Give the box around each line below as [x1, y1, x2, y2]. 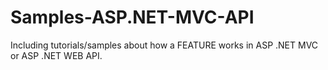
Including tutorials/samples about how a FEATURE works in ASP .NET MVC [10, 39, 319, 51]
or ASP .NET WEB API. [10, 49, 103, 61]
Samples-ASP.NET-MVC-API [10, 6, 255, 29]
